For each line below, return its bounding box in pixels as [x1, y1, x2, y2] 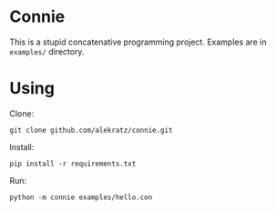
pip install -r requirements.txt [9, 159, 137, 168]
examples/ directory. [9, 45, 85, 56]
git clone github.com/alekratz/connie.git [9, 126, 173, 135]
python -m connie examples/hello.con [9, 193, 153, 202]
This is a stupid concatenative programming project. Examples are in [9, 36, 267, 47]
